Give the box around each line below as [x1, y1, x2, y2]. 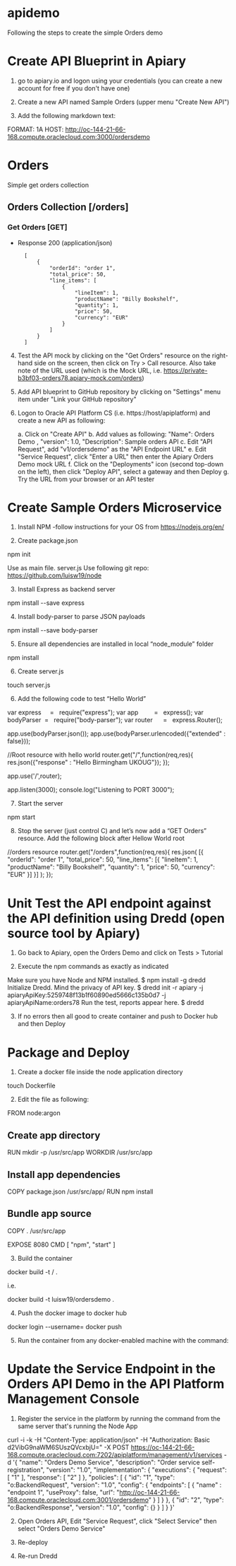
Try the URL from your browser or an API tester [17, 475, 155, 483]
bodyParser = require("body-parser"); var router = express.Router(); [7, 716, 223, 724]
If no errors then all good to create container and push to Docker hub [17, 1012, 218, 1020]
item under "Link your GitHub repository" [17, 394, 137, 404]
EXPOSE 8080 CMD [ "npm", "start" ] [7, 1240, 116, 1249]
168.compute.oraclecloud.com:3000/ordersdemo [7, 132, 150, 141]
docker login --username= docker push [7, 1322, 122, 1331]
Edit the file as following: [17, 1095, 89, 1104]
